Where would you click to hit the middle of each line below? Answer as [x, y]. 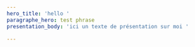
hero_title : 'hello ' [38, 13]
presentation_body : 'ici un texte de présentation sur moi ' [98, 26]
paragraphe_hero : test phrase [51, 20]
